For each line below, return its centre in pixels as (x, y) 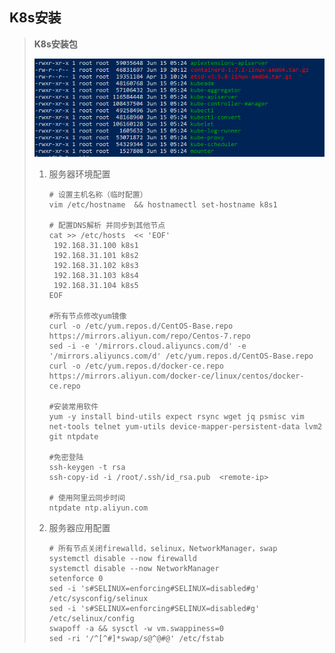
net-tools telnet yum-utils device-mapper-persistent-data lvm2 (185, 426)
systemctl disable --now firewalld (122, 558)
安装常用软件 (76, 406)
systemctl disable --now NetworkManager (134, 568)
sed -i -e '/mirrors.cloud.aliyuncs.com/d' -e (147, 346)
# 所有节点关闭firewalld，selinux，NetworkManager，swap (163, 548)
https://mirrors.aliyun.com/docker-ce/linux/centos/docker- (176, 376)
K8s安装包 (55, 44)
